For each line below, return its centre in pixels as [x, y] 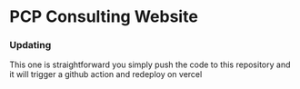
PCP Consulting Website [104, 17]
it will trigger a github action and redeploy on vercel [106, 74]
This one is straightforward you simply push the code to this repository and [150, 64]
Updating [30, 45]
